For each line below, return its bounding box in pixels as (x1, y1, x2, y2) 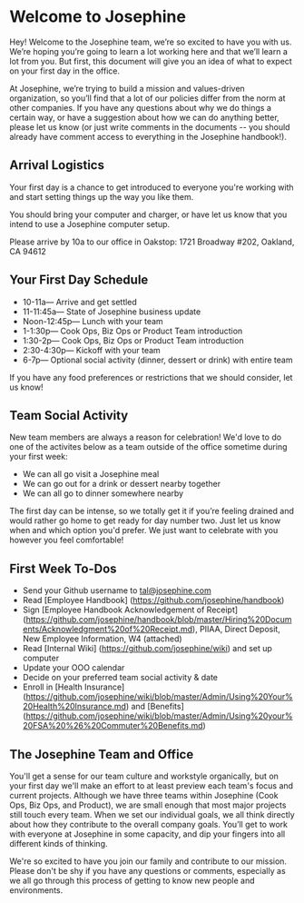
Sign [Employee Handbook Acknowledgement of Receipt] (22, 604, 239, 615)
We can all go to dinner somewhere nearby (22, 488, 184, 499)
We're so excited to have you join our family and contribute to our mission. (9, 856, 288, 867)
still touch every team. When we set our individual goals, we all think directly (9, 809, 295, 819)
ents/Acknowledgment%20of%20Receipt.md (22, 624, 193, 635)
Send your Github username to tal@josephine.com (22, 585, 211, 596)
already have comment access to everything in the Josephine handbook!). (9, 131, 288, 142)
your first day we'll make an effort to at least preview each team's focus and (9, 780, 293, 791)
